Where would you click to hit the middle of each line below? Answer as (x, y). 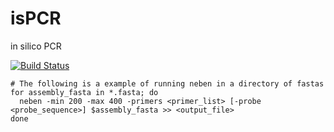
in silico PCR (36, 46)
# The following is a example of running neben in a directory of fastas (167, 83)
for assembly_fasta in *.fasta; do (84, 92)
